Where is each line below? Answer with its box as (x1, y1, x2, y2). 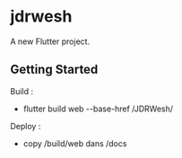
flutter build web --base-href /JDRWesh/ (22, 103, 174, 114)
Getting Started (10, 62, 99, 77)
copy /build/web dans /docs (22, 137, 127, 149)
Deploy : (10, 120, 41, 131)
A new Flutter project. (10, 36, 91, 47)
